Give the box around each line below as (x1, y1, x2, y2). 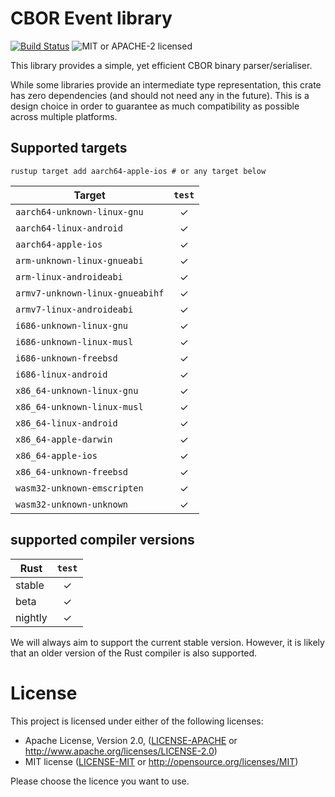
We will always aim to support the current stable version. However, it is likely (10, 636, 325, 648)
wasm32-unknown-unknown (15, 498, 129, 510)
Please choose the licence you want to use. (10, 775, 190, 787)
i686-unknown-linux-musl (15, 336, 134, 347)
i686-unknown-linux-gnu (15, 320, 129, 331)
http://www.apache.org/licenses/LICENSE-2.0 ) (24, 745, 218, 757)
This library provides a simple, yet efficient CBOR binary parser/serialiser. (10, 59, 313, 71)
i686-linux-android (15, 368, 108, 380)
